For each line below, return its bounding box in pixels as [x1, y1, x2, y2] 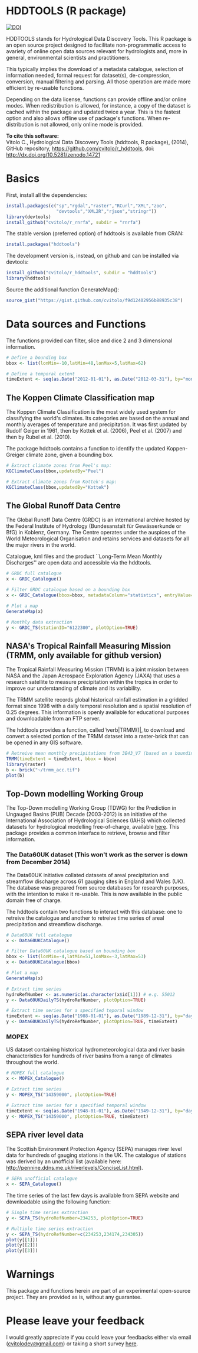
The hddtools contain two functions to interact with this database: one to [6, 908, 183, 915]
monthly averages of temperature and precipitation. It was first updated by [6, 421, 187, 428]
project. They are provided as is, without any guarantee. [6, 1293, 142, 1301]
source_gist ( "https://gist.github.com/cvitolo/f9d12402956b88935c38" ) [6, 297, 183, 303]
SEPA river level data [6, 1130, 84, 1140]
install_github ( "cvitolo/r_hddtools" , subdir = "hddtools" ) [6, 270, 157, 276]
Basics [6, 172, 40, 186]
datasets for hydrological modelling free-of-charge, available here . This [6, 823, 180, 830]
